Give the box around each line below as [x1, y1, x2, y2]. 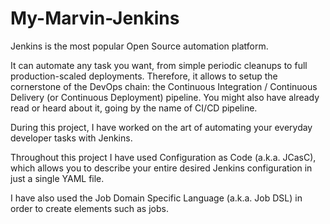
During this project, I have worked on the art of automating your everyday [10, 121, 313, 133]
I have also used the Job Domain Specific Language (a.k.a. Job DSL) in [10, 192, 303, 204]
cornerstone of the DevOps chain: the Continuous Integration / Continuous [10, 80, 318, 92]
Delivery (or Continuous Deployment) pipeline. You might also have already [10, 91, 320, 103]
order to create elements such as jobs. [10, 202, 169, 214]
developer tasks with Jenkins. [10, 132, 133, 144]
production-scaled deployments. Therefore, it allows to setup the [10, 70, 278, 82]
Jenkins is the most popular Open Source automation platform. [10, 40, 269, 52]
